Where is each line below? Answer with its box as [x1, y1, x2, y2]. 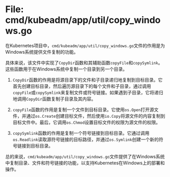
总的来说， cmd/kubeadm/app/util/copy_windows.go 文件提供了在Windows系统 [5, 153, 165, 159]
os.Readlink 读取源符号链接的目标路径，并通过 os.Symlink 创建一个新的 [12, 136, 159, 143]
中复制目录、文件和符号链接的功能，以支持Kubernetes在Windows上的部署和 [5, 160, 165, 166]
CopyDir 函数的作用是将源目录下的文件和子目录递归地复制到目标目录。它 [12, 77, 163, 83]
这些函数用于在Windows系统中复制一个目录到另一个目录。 [5, 66, 128, 72]
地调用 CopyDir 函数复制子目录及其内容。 [12, 95, 96, 102]
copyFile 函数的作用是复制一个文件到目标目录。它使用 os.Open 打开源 [12, 107, 154, 113]
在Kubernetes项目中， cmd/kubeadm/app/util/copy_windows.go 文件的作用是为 [5, 42, 165, 49]
